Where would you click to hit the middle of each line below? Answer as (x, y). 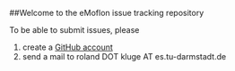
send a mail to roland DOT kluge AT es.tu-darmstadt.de (124, 56)
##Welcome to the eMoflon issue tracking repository (107, 13)
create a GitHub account (68, 47)
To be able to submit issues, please (74, 30)
